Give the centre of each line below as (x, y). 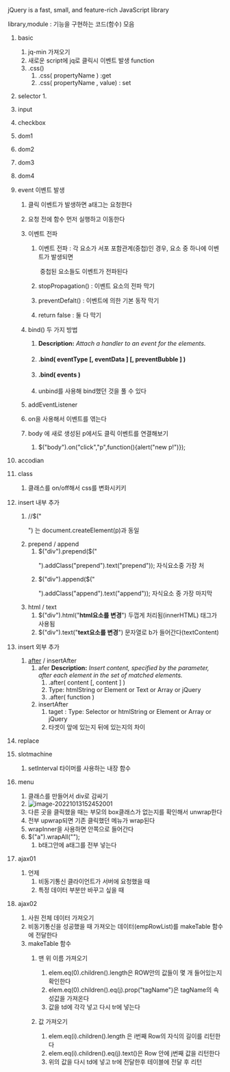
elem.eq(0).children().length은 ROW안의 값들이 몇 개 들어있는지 (135, 973)
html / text (42, 607)
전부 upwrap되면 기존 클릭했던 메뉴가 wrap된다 (91, 820)
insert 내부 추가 (39, 502)
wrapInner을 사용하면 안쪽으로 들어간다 (81, 829)
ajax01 (27, 858)
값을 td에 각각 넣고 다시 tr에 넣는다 (94, 1007)
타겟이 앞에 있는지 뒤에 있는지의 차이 (97, 727)
